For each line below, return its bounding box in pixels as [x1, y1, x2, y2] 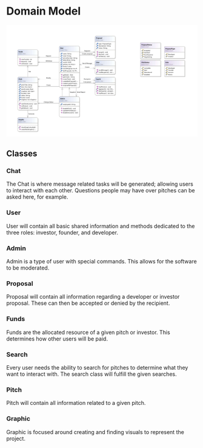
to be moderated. [6, 264, 50, 271]
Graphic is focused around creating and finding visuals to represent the [6, 428, 185, 435]
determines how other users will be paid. [6, 335, 108, 342]
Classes [6, 149, 38, 159]
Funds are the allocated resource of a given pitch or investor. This [6, 328, 171, 336]
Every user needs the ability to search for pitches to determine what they [6, 364, 188, 371]
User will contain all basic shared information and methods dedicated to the [6, 222, 195, 229]
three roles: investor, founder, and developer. [6, 229, 118, 236]
